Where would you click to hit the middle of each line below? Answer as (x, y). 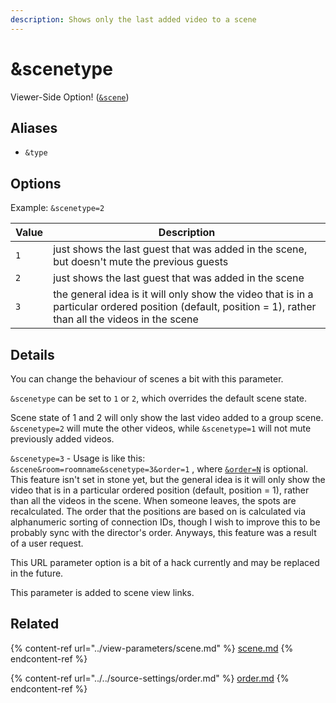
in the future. (37, 573)
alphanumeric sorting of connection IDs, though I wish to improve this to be (165, 522)
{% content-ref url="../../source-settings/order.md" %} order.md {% (150, 678)
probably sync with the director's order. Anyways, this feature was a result (163, 532)
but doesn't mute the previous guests (141, 262)
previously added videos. (62, 439)
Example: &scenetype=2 (57, 208)
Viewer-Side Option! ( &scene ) (70, 97)
